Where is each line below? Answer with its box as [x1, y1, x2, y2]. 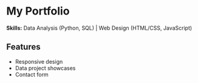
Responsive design [15, 58, 63, 65]
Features [6, 42, 41, 52]
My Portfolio [6, 4, 70, 18]
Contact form [15, 71, 49, 78]
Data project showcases [15, 64, 76, 71]
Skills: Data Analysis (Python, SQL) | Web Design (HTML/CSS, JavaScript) [6, 24, 193, 32]
